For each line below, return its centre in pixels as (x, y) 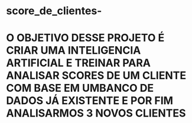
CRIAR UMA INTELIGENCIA (74, 51)
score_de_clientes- (54, 11)
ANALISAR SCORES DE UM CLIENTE (96, 76)
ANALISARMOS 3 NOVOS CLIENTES (96, 113)
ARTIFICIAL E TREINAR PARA (78, 63)
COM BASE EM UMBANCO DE (80, 88)
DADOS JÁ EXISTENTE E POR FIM (90, 101)
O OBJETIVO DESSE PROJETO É (85, 38)
